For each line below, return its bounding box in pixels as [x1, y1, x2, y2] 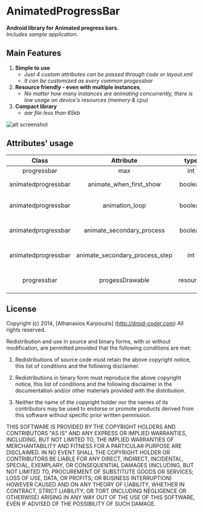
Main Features [6, 48, 62, 59]
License [6, 304, 37, 314]
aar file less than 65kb [24, 109, 80, 116]
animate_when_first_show [88, 180, 161, 188]
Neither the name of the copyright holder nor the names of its [14, 398, 169, 406]
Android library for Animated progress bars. [6, 24, 119, 31]
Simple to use [14, 64, 50, 71]
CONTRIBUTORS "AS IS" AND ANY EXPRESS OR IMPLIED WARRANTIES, [6, 430, 187, 437]
